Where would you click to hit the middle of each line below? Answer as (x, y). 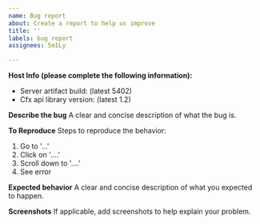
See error (36, 172)
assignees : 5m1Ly (37, 46)
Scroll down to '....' (50, 163)
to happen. (26, 196)
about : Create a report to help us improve (82, 23)
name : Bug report (37, 16)
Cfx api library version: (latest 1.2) (76, 100)
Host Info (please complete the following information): (100, 75)
